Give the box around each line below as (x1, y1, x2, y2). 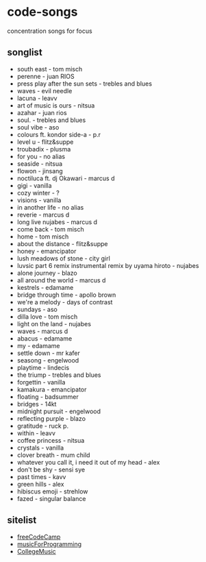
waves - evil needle (16, 86, 73, 95)
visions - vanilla (16, 196, 62, 204)
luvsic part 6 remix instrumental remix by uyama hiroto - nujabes (16, 261, 200, 269)
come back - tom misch (16, 225, 84, 233)
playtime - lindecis (16, 363, 70, 371)
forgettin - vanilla (16, 378, 66, 386)
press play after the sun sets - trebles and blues (16, 80, 153, 88)
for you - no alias (16, 152, 66, 160)
